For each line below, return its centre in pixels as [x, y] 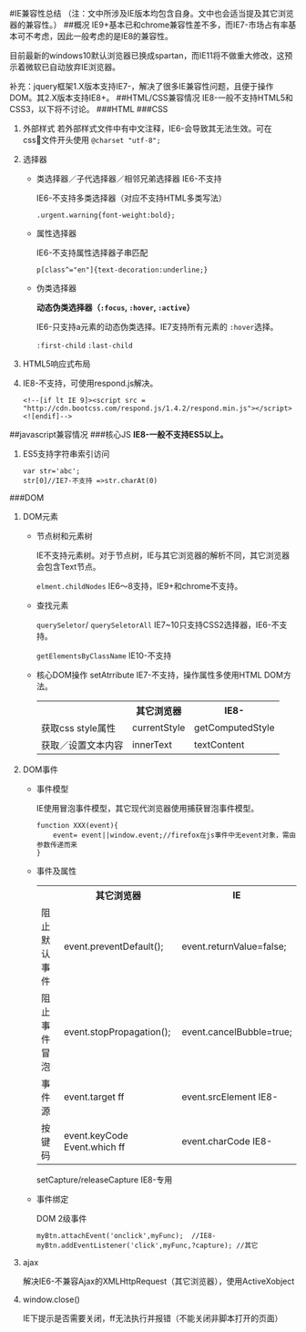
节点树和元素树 [64, 536]
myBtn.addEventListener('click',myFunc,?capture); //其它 [147, 1245]
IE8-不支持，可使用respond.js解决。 [90, 383]
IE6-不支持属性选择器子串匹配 [92, 253]
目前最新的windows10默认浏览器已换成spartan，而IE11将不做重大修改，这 [147, 56]
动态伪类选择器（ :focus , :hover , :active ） [115, 307]
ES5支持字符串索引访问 [66, 454]
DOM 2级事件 [61, 1218]
